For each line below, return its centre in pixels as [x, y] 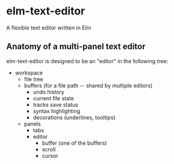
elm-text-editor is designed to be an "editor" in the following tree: [87, 61]
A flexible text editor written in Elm [49, 28]
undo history [49, 92]
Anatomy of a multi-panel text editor [76, 47]
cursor [50, 156]
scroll [49, 149]
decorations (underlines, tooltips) [74, 117]
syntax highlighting [57, 111]
